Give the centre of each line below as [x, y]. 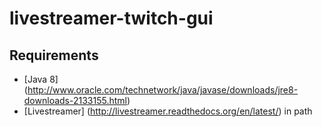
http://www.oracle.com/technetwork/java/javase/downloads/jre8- [163, 90]
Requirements [54, 55]
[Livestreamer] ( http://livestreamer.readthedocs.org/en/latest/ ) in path [168, 111]
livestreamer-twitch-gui [111, 18]
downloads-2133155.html [75, 100]
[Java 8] [41, 79]
